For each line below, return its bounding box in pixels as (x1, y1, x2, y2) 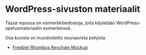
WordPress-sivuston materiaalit (5, 3, 141, 15)
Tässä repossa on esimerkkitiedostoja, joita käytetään (5, 20, 116, 26)
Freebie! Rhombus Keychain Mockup (12, 44, 88, 50)
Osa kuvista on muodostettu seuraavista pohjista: (5, 35, 107, 41)
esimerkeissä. (43, 25, 72, 31)
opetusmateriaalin (5, 25, 42, 31)
